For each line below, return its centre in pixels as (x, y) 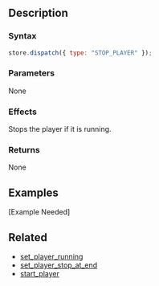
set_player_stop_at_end (59, 265)
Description (38, 13)
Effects (23, 112)
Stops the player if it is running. (60, 129)
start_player (40, 274)
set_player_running (51, 257)
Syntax (22, 36)
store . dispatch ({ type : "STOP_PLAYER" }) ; (80, 53)
